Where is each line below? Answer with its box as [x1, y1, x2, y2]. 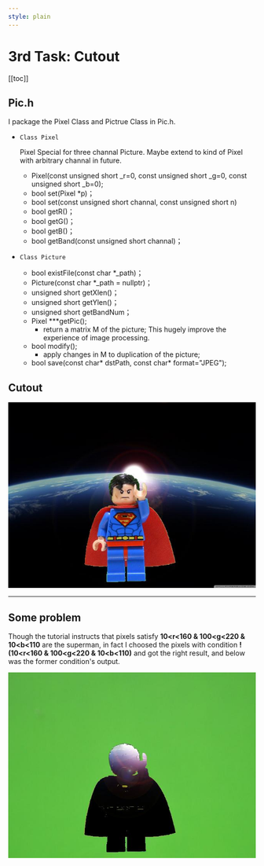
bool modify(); [31, 342, 78, 351]
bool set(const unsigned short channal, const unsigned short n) [31, 197, 237, 207]
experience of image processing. [42, 333, 150, 343]
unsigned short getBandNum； [31, 307, 132, 317]
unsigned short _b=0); [31, 179, 104, 189]
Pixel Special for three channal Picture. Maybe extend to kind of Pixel [19, 148, 244, 157]
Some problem [8, 611, 82, 624]
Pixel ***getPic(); [31, 317, 87, 326]
